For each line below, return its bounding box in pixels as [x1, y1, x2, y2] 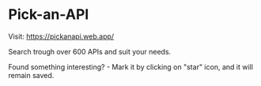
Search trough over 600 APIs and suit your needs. [8, 47, 172, 56]
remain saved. [8, 70, 55, 80]
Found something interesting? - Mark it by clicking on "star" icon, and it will [8, 62, 253, 72]
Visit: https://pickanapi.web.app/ [8, 32, 115, 41]
